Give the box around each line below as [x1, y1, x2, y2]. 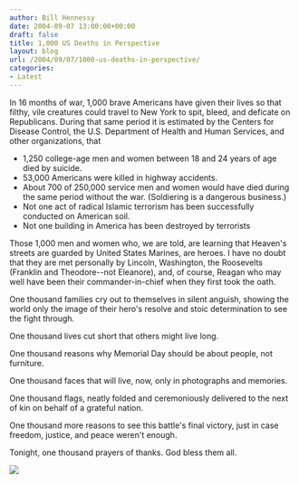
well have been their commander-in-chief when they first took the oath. [9, 276, 276, 287]
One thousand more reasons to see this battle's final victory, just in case [9, 420, 279, 431]
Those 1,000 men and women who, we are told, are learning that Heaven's [9, 237, 287, 249]
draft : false [9, 30, 59, 39]
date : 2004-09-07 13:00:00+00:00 [9, 22, 136, 31]
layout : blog [9, 47, 59, 56]
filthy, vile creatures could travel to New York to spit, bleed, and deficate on [9, 106, 291, 118]
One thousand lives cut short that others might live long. [9, 330, 219, 341]
